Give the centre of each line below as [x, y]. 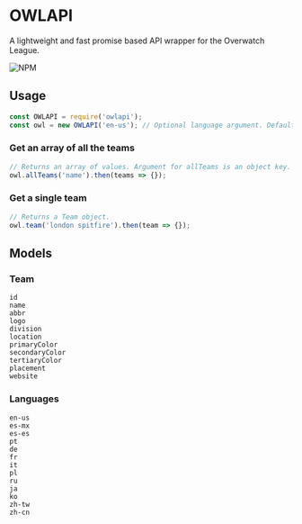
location [26, 337]
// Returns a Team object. [60, 217]
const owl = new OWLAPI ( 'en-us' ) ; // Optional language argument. [136, 125]
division [26, 330]
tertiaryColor [36, 361]
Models [31, 253]
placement [28, 369]
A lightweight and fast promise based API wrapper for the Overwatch [137, 41]
